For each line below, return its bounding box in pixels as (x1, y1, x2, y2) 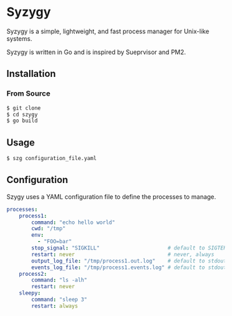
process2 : (19, 270, 48, 277)
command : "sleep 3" (31, 296, 88, 303)
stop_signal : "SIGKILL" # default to (31, 245, 206, 252)
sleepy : (19, 290, 41, 297)
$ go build (6, 117, 38, 125)
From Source (6, 89, 51, 98)
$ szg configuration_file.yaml (6, 155, 97, 162)
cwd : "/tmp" (31, 225, 66, 232)
